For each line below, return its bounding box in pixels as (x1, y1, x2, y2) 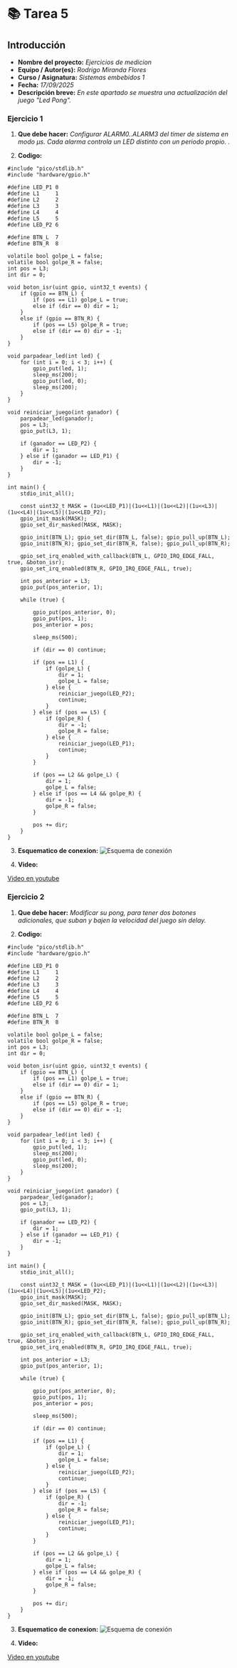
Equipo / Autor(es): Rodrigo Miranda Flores (17, 66, 147, 74)
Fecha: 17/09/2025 (17, 81, 75, 89)
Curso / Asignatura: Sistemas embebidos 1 (17, 73, 145, 81)
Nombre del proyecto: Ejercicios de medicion (17, 58, 152, 66)
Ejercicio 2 (7, 892, 45, 902)
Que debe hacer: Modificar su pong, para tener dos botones (17, 908, 196, 917)
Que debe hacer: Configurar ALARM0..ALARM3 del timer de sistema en (17, 130, 229, 139)
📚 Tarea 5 (7, 6, 69, 22)
